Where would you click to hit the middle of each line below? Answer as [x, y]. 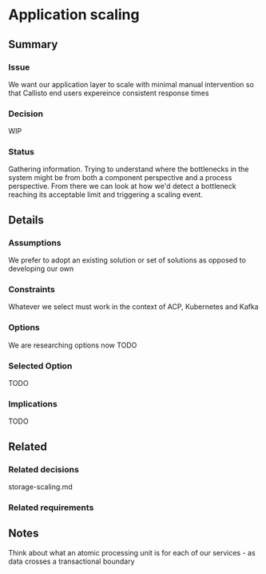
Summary [33, 44]
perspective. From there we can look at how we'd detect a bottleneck [123, 187]
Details [26, 220]
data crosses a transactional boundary [71, 561]
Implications [33, 403]
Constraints [32, 290]
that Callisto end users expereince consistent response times [109, 93]
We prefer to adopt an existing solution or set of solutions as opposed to [127, 260]
